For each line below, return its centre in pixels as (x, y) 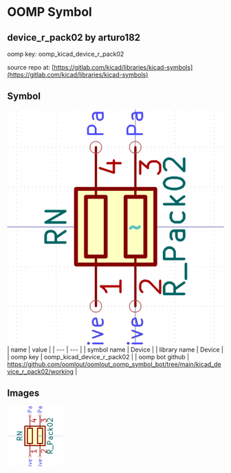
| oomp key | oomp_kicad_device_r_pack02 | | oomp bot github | (98, 356)
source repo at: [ (31, 67)
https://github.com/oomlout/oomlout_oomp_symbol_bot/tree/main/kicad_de (114, 364)
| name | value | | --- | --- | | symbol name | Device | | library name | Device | (115, 350)
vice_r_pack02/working (41, 371)
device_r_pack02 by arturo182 (74, 38)
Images (23, 393)
